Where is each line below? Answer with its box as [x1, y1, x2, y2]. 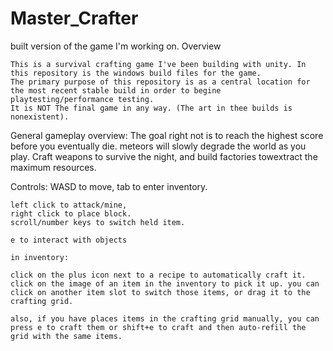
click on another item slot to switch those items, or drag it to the [10, 287, 311, 297]
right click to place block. [10, 208, 132, 219]
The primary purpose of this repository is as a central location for [10, 77, 311, 87]
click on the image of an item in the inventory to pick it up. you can [10, 278, 320, 289]
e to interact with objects [10, 235, 128, 245]
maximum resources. [10, 161, 97, 173]
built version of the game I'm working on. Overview [10, 40, 222, 52]
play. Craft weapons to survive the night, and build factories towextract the [10, 150, 318, 162]
